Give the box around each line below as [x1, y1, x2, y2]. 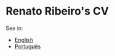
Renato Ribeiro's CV [5, 4, 109, 18]
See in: [5, 24, 23, 32]
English [14, 36, 33, 43]
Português [14, 43, 41, 50]
